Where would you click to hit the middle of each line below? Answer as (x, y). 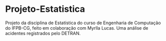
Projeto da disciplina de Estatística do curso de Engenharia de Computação (83, 23)
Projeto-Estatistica (45, 9)
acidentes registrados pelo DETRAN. (43, 33)
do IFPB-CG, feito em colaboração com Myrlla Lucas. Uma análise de (77, 28)
